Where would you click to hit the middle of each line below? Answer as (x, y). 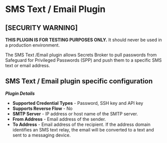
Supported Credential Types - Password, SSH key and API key (78, 103)
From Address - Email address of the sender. (59, 119)
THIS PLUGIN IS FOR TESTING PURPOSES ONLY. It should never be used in (83, 40)
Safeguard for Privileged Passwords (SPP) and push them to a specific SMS (83, 60)
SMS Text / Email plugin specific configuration (79, 81)
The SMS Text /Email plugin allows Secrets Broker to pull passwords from (81, 55)
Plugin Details (20, 93)
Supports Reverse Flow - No (42, 108)
